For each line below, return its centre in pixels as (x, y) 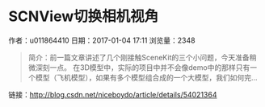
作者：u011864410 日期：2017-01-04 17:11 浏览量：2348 (102, 40)
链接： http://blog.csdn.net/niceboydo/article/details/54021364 (113, 94)
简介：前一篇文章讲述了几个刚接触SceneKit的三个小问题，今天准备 (139, 57)
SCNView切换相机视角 (84, 16)
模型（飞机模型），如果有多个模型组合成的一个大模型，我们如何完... (146, 77)
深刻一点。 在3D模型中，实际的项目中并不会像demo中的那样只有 (143, 67)
